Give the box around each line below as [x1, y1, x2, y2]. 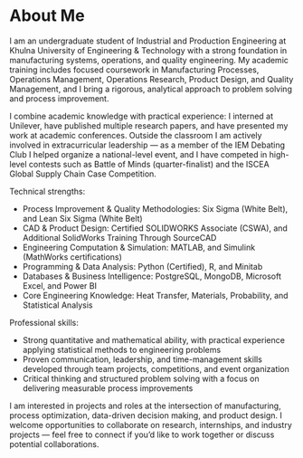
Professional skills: [9, 317, 80, 328]
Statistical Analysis [22, 300, 93, 310]
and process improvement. [9, 92, 109, 104]
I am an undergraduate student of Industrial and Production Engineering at [9, 35, 287, 46]
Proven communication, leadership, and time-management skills [22, 354, 262, 365]
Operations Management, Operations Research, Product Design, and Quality [9, 73, 294, 84]
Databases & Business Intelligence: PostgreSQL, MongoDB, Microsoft [22, 271, 282, 281]
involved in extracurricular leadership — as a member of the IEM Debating [9, 139, 286, 150]
